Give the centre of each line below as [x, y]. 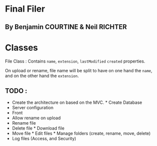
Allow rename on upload [36, 118]
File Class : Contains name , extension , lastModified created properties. [75, 61]
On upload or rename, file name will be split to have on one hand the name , [79, 70]
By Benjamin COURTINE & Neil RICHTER [66, 27]
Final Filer [25, 9]
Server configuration [33, 108]
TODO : [16, 91]
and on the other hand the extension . [42, 76]
